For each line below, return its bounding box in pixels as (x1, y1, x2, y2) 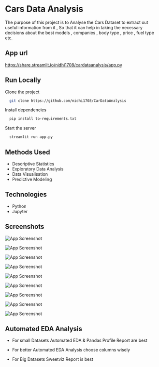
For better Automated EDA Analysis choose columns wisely (12, 347, 130, 353)
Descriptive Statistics (12, 161, 55, 167)
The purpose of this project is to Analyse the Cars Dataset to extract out (5, 19, 148, 25)
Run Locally (5, 76, 41, 84)
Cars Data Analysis (5, 3, 84, 15)
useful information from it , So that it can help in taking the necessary (5, 24, 143, 30)
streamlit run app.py (9, 134, 53, 139)
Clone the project (5, 89, 40, 95)
